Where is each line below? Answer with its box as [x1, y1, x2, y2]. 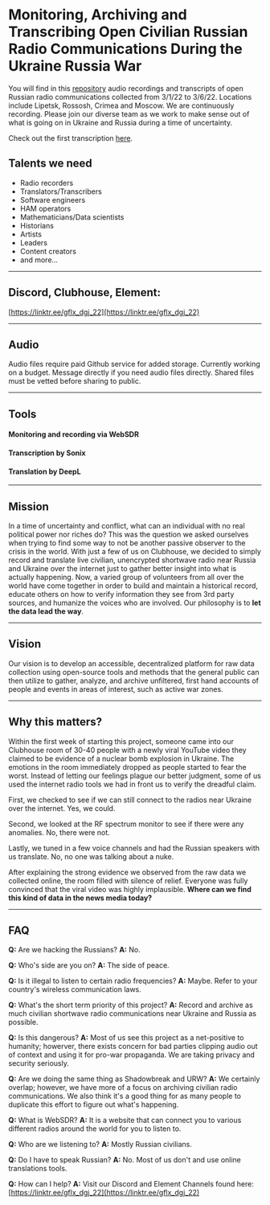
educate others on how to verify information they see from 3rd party [8, 589, 235, 598]
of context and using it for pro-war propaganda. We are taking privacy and [8, 1050, 256, 1059]
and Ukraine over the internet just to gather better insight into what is [8, 563, 237, 573]
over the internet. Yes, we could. [8, 803, 116, 813]
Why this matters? [8, 715, 103, 729]
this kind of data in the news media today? [8, 893, 153, 903]
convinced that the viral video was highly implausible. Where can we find [8, 884, 252, 894]
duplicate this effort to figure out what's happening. [8, 1100, 179, 1109]
